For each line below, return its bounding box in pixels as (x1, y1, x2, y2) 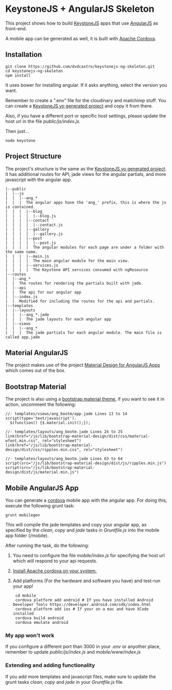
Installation (5, 50, 42, 59)
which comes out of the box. (5, 367, 66, 373)
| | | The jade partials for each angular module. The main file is (5, 330, 162, 335)
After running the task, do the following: (5, 542, 89, 548)
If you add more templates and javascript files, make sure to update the (5, 673, 156, 680)
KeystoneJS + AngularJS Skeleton (5, 3, 155, 15)
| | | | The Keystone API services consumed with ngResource (5, 267, 148, 272)
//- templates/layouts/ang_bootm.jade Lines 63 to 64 (5, 456, 123, 462)
